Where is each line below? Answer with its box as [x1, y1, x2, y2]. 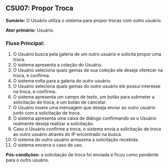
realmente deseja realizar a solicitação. [13, 121, 95, 127]
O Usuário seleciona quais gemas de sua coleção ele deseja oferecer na [13, 67, 163, 73]
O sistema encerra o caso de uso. [13, 142, 83, 148]
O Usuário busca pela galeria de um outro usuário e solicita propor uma [13, 51, 161, 57]
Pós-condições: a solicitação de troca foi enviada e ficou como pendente [6, 152, 159, 158]
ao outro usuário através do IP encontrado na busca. [13, 131, 122, 137]
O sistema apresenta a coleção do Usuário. [13, 62, 103, 68]
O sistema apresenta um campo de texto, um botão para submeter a [13, 94, 155, 100]
